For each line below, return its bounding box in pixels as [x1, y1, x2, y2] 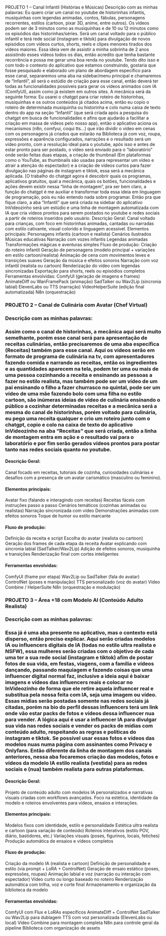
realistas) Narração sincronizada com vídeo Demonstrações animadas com [5, 507, 159, 513]
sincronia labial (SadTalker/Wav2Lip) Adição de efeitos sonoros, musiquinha [5, 546, 160, 552]
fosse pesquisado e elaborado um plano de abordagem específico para [5, 68, 151, 73]
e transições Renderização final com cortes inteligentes [5, 551, 119, 557]
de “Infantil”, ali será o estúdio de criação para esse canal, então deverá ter [5, 78, 159, 84]
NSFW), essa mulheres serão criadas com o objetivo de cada [5, 648, 155, 655]
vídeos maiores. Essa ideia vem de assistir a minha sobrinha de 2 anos [5, 47, 150, 52]
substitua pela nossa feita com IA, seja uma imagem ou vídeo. [5, 691, 157, 698]
